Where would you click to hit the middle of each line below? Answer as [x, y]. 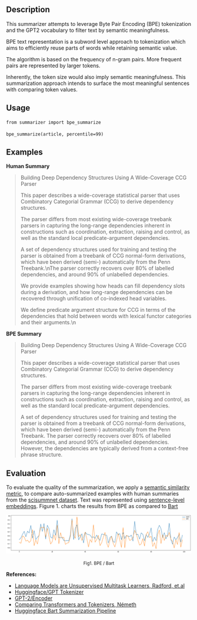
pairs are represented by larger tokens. [53, 65]
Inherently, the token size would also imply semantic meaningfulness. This [96, 77]
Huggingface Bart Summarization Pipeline [65, 611]
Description [28, 10]
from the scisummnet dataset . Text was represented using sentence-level [96, 500]
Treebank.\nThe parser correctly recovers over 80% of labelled [97, 268]
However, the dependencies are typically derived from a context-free [104, 448]
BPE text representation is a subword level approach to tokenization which [96, 41]
